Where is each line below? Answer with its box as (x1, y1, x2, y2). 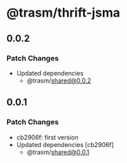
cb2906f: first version (16, 133, 79, 141)
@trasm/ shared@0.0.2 (26, 76, 91, 85)
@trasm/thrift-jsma (6, 5, 120, 21)
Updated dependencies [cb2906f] (16, 140, 115, 148)
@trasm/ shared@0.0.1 (26, 148, 90, 156)
